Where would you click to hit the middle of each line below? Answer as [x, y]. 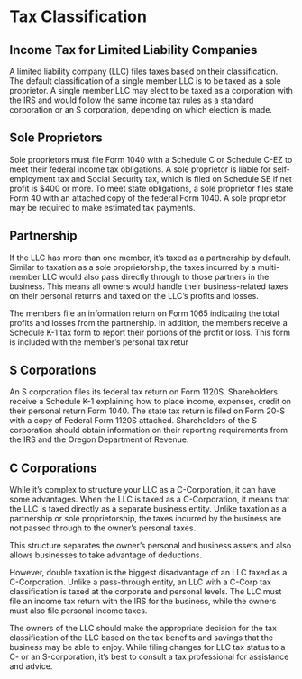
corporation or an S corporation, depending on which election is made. [141, 109]
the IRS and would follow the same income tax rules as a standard [132, 100]
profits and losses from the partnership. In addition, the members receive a [149, 322]
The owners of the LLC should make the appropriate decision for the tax [143, 629]
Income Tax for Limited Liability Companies [133, 50]
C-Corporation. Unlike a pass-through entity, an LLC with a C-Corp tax [141, 582]
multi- [269, 267]
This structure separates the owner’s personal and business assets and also [151, 546]
